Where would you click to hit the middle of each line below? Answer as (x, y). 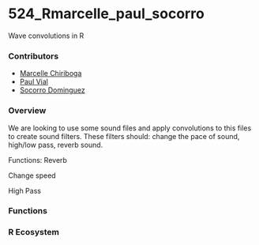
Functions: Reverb (38, 160)
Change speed (32, 175)
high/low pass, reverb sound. (56, 145)
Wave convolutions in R (46, 36)
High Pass (25, 190)
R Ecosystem (34, 232)
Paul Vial (34, 82)
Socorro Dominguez (52, 90)
